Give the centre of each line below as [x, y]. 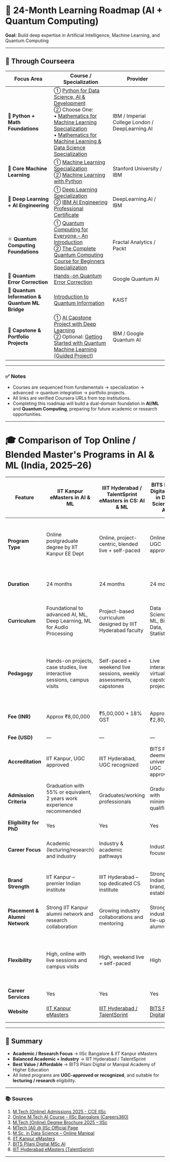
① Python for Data [77, 90]
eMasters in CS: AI [122, 500]
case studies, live [67, 667]
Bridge [16, 309]
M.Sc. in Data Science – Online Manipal [53, 1133]
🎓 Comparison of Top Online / [71, 440]
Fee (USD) [20, 737]
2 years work [62, 798]
